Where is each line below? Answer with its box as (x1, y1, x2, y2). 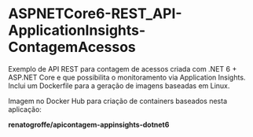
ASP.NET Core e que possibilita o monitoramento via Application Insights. (8, 72, 246, 82)
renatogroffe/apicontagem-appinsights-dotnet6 (8, 120, 170, 129)
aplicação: (8, 104, 42, 114)
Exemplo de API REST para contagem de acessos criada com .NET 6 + (8, 64, 237, 73)
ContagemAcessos (8, 39, 136, 56)
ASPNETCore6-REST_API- (8, 5, 182, 23)
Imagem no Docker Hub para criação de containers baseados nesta (8, 96, 228, 106)
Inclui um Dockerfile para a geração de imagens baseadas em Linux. (8, 80, 230, 91)
